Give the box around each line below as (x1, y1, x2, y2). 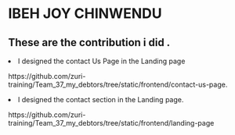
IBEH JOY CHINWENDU (8, 5, 162, 23)
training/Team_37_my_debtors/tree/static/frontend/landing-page (8, 119, 215, 127)
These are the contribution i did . (8, 36, 171, 49)
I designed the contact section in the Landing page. (18, 95, 184, 104)
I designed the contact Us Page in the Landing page (18, 56, 186, 66)
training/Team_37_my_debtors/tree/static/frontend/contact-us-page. (8, 80, 228, 89)
